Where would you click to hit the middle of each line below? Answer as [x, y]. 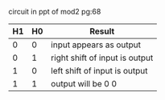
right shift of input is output [102, 58]
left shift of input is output [99, 71]
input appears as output [96, 45]
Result [102, 31]
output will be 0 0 [84, 84]
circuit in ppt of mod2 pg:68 [55, 12]
